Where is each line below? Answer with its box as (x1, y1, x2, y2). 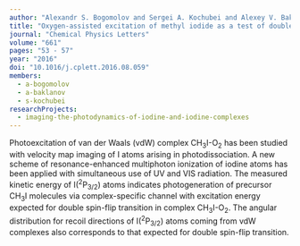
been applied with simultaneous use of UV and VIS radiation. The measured (9, 167, 288, 179)
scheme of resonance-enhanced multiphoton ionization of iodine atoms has (9, 158, 288, 169)
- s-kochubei (17, 96, 66, 106)
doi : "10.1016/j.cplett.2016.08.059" (9, 64, 150, 72)
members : (9, 72, 42, 81)
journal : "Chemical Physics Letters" (9, 30, 150, 38)
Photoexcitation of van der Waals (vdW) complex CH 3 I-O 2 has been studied (9, 138, 288, 150)
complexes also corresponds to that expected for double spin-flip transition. (9, 227, 289, 238)
